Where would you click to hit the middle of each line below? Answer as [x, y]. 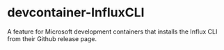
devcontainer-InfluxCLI [76, 13]
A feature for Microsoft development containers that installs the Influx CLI [112, 32]
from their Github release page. [52, 38]
